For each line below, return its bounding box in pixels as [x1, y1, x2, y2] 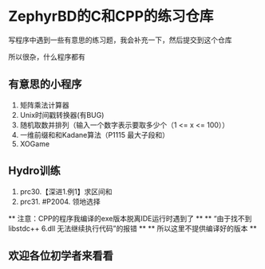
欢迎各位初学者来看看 [8, 248, 113, 263]
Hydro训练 [8, 164, 61, 177]
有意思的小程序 [8, 77, 82, 92]
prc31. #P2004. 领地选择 [19, 197, 101, 206]
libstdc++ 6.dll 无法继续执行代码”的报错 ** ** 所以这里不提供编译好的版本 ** [8, 224, 257, 233]
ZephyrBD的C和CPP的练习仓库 [8, 7, 214, 25]
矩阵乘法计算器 [19, 100, 69, 110]
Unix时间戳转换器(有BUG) [19, 110, 105, 119]
